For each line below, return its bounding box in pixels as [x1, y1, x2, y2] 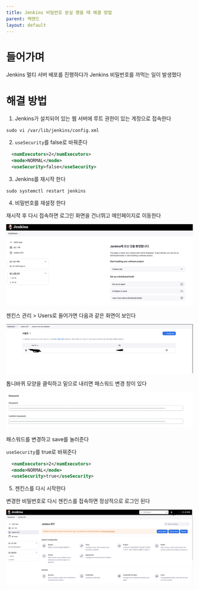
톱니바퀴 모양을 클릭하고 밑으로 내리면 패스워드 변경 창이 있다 [6, 379, 147, 387]
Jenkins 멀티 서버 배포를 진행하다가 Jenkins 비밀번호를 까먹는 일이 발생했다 [6, 71, 182, 79]
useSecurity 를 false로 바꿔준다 [14, 139, 88, 146]
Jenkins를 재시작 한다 [14, 175, 66, 183]
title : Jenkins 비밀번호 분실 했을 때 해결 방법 [6, 10, 113, 15]
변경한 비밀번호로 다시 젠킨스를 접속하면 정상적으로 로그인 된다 [6, 497, 150, 505]
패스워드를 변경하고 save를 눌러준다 [6, 435, 89, 442]
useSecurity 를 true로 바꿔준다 [6, 448, 77, 455]
